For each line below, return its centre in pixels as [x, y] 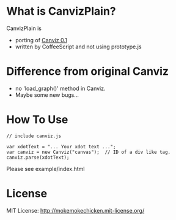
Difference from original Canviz [88, 71]
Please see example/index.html [46, 169]
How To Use [37, 120]
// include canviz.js [34, 136]
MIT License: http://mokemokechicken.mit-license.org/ [75, 210]
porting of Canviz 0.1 [41, 40]
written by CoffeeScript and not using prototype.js [78, 47]
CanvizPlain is [24, 28]
